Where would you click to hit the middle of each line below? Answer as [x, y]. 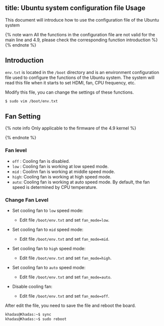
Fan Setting [23, 116]
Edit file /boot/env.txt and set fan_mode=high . [65, 258]
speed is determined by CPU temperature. [55, 187]
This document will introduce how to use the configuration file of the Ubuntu [82, 20]
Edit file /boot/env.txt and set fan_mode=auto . [65, 277]
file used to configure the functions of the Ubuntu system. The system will [80, 77]
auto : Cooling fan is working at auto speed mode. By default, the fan [81, 182]
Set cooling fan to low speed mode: [48, 210]
